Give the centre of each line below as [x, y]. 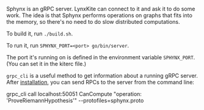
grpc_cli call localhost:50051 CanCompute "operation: [74, 94]
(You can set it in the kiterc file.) [46, 64]
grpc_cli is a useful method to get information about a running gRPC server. [102, 75]
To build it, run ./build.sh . [40, 34]
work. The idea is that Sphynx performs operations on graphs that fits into [99, 15]
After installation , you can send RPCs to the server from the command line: [100, 82]
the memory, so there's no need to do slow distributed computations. [93, 22]
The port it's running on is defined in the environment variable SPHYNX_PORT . [101, 57]
